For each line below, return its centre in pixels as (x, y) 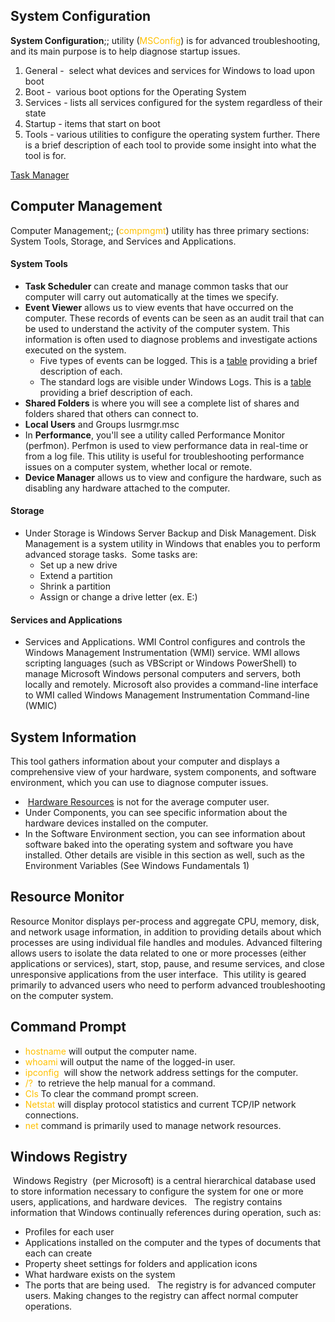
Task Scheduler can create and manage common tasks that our (156, 286)
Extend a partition (76, 576)
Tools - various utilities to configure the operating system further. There (172, 134)
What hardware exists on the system (100, 1275)
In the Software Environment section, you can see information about (165, 834)
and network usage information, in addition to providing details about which (166, 931)
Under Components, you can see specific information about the (156, 813)
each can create (58, 1253)
